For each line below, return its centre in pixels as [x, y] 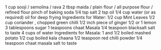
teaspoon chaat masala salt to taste [41, 43]
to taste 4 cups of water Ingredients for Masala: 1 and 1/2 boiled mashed [78, 33]
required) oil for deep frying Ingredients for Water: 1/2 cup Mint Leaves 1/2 [80, 17]
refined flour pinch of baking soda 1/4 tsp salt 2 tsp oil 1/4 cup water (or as [80, 12]
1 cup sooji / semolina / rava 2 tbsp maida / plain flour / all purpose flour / [79, 7]
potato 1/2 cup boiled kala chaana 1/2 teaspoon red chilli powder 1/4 [74, 38]
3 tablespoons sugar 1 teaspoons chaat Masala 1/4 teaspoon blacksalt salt [80, 28]
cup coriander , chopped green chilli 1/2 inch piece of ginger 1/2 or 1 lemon [81, 22]
